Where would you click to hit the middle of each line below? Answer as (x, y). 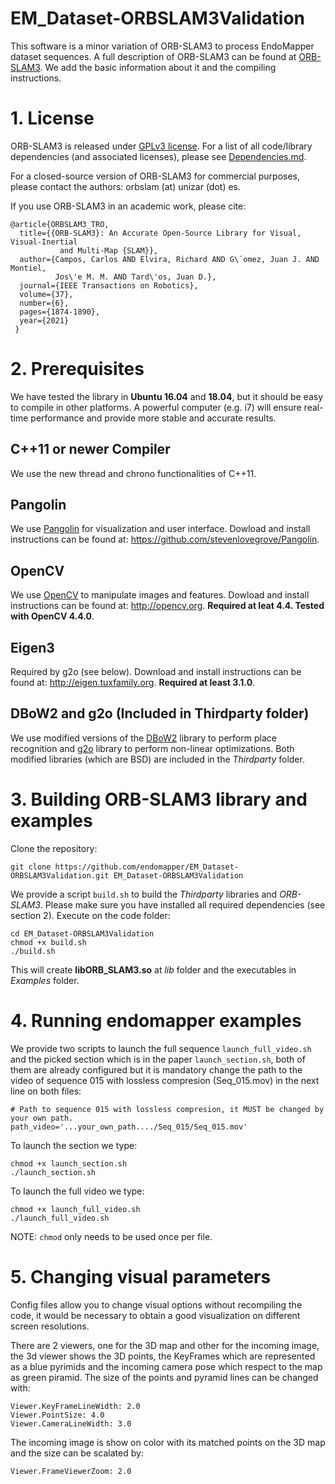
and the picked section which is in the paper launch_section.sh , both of (158, 1059)
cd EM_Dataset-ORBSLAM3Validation (82, 933)
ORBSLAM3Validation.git (60, 875)
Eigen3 (32, 647)
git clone (31, 867)
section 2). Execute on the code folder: (90, 915)
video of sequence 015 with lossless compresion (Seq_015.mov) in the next (165, 1080)
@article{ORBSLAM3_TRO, (60, 224)
